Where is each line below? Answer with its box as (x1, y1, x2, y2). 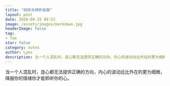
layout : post (5, 12, 33, 17)
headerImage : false (5, 26, 47, 31)
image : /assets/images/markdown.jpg (5, 21, 82, 27)
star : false (5, 40, 30, 46)
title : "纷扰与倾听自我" (5, 7, 52, 13)
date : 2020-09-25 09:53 (5, 17, 56, 22)
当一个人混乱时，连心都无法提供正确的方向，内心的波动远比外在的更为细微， (5, 69, 165, 75)
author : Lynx (5, 50, 33, 55)
